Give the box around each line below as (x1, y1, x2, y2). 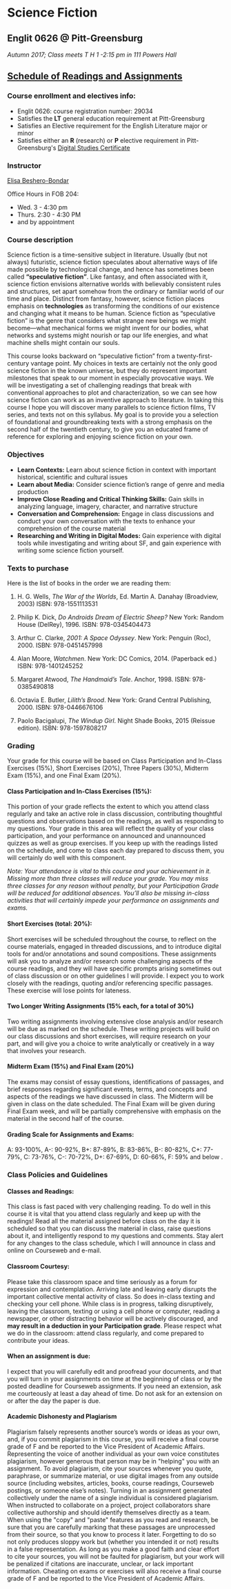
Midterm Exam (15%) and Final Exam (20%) (7, 1062, 134, 1070)
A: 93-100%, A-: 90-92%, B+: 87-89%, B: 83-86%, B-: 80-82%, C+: (7, 1146, 202, 1154)
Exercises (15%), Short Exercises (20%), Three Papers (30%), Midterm (7, 764, 209, 772)
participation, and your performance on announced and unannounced (7, 832, 205, 840)
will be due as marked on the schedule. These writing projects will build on (7, 1024, 219, 1032)
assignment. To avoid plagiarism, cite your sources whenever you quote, (7, 1464, 214, 1472)
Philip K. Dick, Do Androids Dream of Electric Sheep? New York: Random (17, 612, 224, 621)
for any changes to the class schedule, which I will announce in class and (7, 1239, 216, 1248)
